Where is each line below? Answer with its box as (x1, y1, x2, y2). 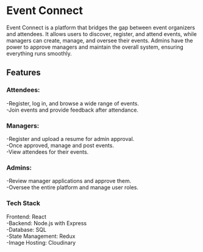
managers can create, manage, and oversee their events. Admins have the (6, 37, 193, 44)
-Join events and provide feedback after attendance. (6, 106, 139, 113)
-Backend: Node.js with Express (6, 219, 87, 226)
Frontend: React (6, 213, 47, 220)
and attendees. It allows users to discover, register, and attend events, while (6, 30, 197, 37)
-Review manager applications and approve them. (6, 178, 132, 185)
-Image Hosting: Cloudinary (6, 239, 76, 246)
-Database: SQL (6, 226, 47, 233)
